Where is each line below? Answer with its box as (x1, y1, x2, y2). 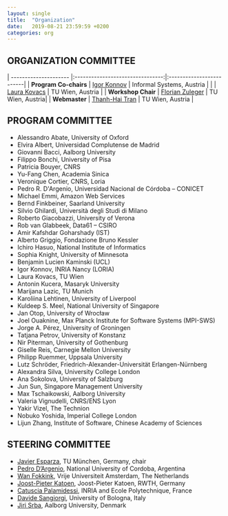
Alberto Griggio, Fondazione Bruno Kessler (17, 236, 139, 244)
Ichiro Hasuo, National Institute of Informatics (17, 242, 146, 251)
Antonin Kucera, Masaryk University (17, 280, 120, 288)
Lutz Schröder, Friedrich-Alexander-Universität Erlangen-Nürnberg (17, 360, 207, 369)
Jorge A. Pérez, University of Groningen (17, 323, 131, 331)
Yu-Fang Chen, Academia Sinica (17, 169, 110, 178)
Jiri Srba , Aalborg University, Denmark (17, 501, 127, 509)
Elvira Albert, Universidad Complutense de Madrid (17, 141, 160, 149)
